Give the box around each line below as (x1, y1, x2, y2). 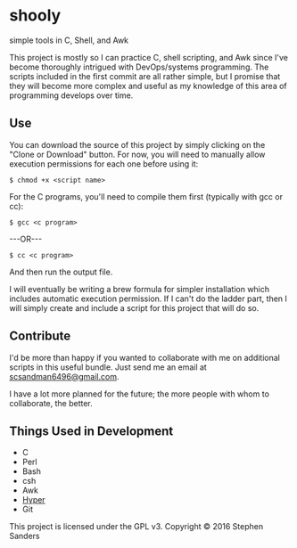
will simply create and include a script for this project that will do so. (9, 302, 260, 313)
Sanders (9, 531, 40, 542)
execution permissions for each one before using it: (9, 158, 199, 169)
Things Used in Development (9, 423, 174, 438)
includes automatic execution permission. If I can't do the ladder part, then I (9, 293, 288, 304)
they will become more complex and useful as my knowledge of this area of (9, 80, 287, 91)
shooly (9, 5, 62, 26)
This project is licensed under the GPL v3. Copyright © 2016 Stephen (9, 521, 264, 532)
